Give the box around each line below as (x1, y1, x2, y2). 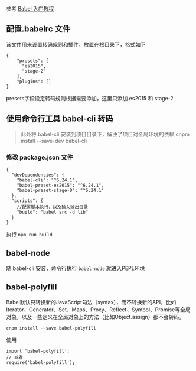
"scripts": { (11, 197, 44, 204)
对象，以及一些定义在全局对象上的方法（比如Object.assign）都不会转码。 (6, 313, 185, 320)
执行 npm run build (6, 230, 53, 237)
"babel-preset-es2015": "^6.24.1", (17, 182, 104, 188)
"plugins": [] (17, 79, 51, 84)
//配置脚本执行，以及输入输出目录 (17, 204, 89, 210)
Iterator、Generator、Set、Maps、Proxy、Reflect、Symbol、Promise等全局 (6, 306, 191, 313)
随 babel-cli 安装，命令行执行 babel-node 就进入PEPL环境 (6, 265, 145, 272)
